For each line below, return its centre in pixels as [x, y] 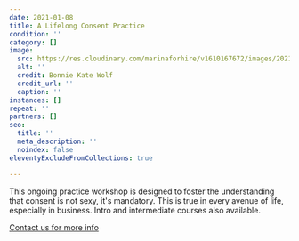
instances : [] [36, 100]
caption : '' [40, 92]
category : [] [33, 42]
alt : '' [32, 68]
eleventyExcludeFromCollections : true [81, 158]
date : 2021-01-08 [41, 17]
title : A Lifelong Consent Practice [77, 26]
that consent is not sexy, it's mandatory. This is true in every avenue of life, [146, 200]
